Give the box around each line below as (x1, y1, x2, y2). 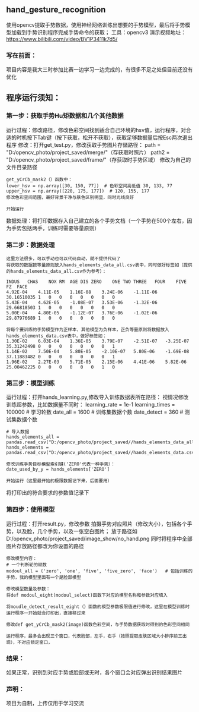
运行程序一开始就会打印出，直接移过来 (6, 610, 86, 616)
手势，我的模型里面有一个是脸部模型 (6, 574, 82, 580)
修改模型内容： (6, 555, 37, 561)
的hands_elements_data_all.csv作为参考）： (6, 269, 107, 275)
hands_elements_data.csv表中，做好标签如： (6, 333, 107, 339)
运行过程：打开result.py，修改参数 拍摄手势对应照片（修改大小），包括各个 (6, 520, 188, 527)
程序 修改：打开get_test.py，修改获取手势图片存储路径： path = (6, 141, 161, 148)
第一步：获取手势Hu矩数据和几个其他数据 (6, 112, 124, 120)
